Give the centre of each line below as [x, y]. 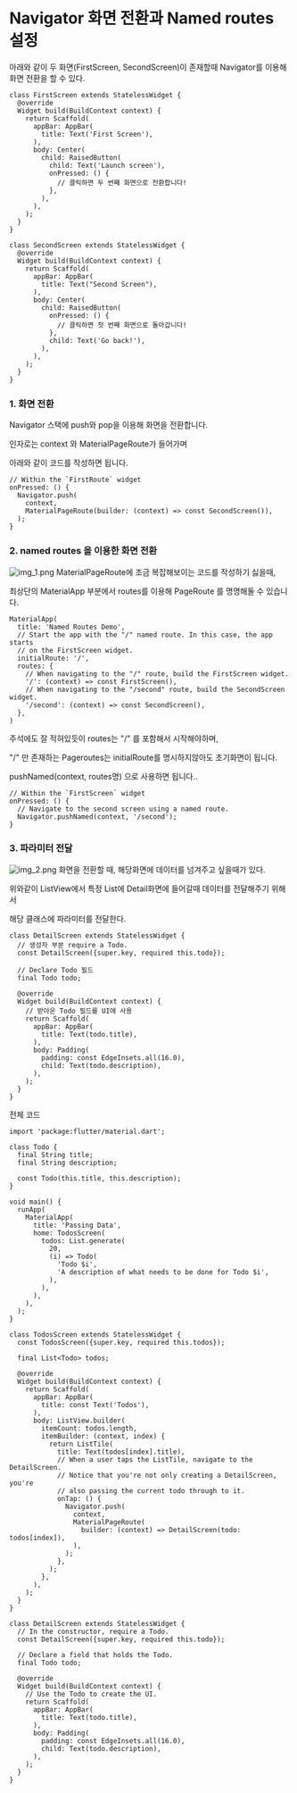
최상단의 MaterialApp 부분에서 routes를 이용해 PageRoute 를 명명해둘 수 [137, 591]
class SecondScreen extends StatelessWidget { [97, 245]
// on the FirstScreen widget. [75, 650]
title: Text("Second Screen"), [99, 284]
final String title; [55, 1155]
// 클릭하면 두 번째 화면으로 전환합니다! [122, 183]
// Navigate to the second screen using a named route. [123, 809]
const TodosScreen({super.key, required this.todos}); [121, 1342]
